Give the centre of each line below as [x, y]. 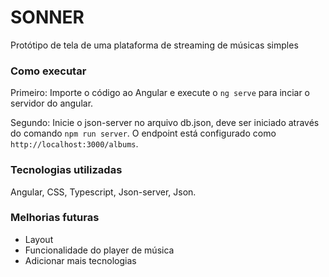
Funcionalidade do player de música [99, 250]
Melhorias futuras [55, 218]
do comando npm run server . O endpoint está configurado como [143, 133]
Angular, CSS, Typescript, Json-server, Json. [103, 192]
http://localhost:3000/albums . [74, 144]
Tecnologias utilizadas [66, 170]
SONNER [47, 17]
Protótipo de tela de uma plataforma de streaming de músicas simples [154, 45]
